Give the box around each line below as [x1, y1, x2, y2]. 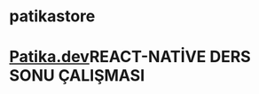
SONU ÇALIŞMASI [9, 66, 145, 86]
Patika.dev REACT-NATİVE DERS [9, 47, 251, 67]
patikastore [9, 6, 96, 27]
